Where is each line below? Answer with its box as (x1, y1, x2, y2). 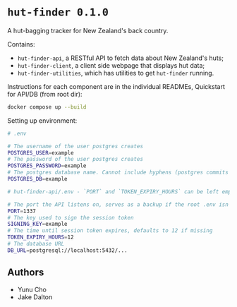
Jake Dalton (17, 292, 53, 301)
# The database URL (7, 241, 65, 248)
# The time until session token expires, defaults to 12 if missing (7, 227, 213, 234)
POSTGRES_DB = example (7, 176, 68, 183)
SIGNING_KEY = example (7, 221, 68, 228)
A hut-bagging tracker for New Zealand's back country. (7, 26, 169, 35)
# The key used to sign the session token (7, 214, 134, 221)
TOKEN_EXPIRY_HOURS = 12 (7, 234, 74, 241)
